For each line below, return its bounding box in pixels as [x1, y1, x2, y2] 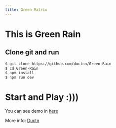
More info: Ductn [5, 118, 39, 124]
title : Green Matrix [5, 7, 48, 12]
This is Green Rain [5, 28, 81, 40]
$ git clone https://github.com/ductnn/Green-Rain [5, 61, 112, 66]
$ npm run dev [5, 75, 35, 80]
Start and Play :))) [5, 92, 79, 103]
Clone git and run [5, 48, 59, 57]
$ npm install [5, 70, 35, 76]
